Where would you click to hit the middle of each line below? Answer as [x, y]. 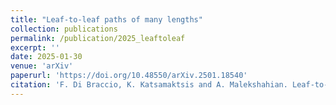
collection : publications [64, 29]
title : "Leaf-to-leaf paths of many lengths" [106, 19]
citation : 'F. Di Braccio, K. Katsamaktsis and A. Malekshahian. [149, 85]
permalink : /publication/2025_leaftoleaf [98, 38]
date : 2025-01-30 [46, 57]
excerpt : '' [35, 47]
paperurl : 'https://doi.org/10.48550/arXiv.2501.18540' [129, 76]
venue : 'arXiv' [42, 66]
